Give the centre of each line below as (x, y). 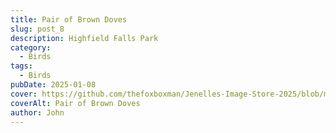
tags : (21, 66)
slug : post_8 (37, 29)
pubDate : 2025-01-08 (53, 85)
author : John (37, 112)
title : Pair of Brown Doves (69, 19)
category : (31, 47)
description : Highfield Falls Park (84, 38)
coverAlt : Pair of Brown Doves (75, 103)
